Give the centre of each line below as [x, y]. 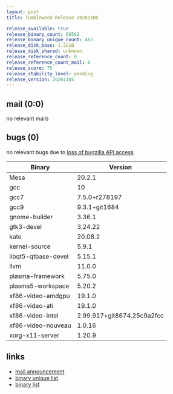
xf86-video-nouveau [40, 325]
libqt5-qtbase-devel [39, 256]
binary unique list [37, 378]
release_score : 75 [29, 68]
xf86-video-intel [34, 315]
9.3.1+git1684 [98, 207]
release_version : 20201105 [40, 80]
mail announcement [40, 372]
